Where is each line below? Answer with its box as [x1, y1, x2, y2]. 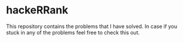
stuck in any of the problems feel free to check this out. [6, 29, 140, 36]
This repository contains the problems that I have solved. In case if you [6, 23, 178, 30]
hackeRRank [6, 3, 69, 17]
